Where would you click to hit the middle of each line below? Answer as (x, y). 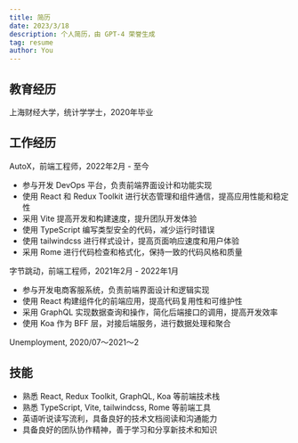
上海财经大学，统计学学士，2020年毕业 (81, 111)
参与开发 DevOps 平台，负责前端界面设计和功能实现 (117, 185)
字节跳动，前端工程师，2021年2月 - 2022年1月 (94, 271)
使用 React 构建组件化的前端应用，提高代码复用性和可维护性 (132, 300)
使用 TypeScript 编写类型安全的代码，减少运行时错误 (118, 229)
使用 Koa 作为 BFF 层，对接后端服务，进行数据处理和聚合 (126, 323)
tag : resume (31, 42)
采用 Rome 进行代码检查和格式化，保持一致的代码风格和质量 (132, 251)
